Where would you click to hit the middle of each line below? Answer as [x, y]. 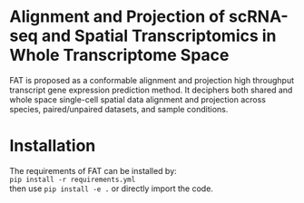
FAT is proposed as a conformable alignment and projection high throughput [152, 80]
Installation [53, 146]
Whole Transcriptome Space [119, 55]
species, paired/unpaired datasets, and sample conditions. [119, 109]
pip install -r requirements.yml [73, 179]
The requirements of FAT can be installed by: [93, 170]
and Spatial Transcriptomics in [159, 36]
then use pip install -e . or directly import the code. [111, 188]
